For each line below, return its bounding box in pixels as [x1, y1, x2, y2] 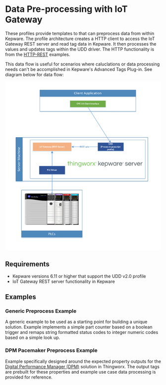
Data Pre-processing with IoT [5, 3, 128, 15]
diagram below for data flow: [5, 71, 64, 77]
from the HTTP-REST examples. [5, 51, 70, 57]
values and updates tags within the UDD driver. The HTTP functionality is [5, 46, 155, 52]
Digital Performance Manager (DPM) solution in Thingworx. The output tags [5, 363, 160, 370]
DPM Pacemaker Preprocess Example [5, 347, 98, 354]
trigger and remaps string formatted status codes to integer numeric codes [5, 330, 159, 335]
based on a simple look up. [5, 334, 60, 340]
